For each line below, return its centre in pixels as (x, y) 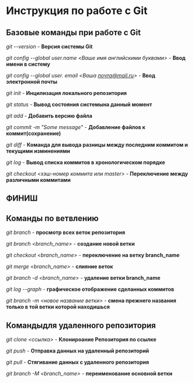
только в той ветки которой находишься (58, 307)
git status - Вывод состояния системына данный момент (79, 104)
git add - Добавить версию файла (49, 116)
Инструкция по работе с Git (77, 11)
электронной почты (32, 82)
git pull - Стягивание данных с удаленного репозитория (77, 362)
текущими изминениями (38, 151)
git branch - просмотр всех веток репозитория (66, 232)
